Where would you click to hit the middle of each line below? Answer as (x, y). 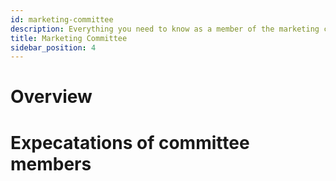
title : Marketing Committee (69, 38)
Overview (51, 97)
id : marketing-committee (62, 19)
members (51, 163)
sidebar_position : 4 (53, 47)
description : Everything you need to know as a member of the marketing (165, 29)
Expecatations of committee (130, 142)
